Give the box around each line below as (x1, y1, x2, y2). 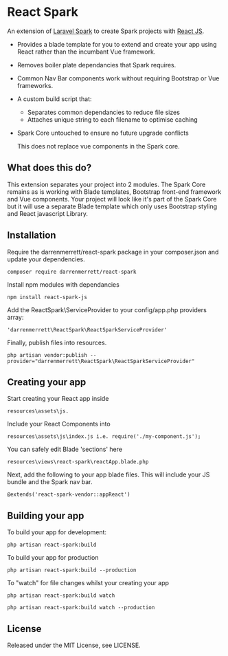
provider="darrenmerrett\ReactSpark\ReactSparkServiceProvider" (7, 358, 195, 364)
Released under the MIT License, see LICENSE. (7, 641, 141, 649)
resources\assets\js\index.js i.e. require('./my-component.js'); (7, 433, 201, 440)
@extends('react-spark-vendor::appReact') (7, 491, 130, 499)
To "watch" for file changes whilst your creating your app (7, 579, 170, 587)
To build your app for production (7, 554, 99, 562)
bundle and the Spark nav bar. (7, 478, 93, 486)
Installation (7, 230, 56, 241)
